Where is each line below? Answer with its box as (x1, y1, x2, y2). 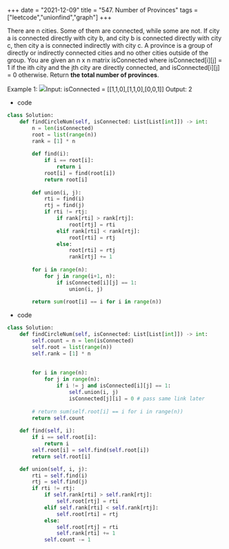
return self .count (32, 415, 85, 422)
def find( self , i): (19, 427, 76, 435)
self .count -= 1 (43, 537, 91, 543)
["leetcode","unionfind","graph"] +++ (7, 13, 112, 21)
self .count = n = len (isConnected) (32, 337, 135, 344)
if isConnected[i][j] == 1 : (56, 279, 137, 286)
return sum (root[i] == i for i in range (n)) (32, 298, 162, 305)
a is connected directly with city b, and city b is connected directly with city (7, 34, 222, 42)
